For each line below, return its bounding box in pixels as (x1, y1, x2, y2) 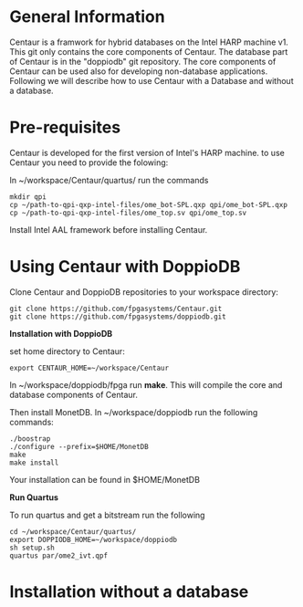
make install (9, 458, 59, 467)
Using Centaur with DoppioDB (9, 256, 241, 277)
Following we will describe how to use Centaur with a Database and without (9, 75, 294, 86)
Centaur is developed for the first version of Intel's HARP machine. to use (9, 147, 285, 158)
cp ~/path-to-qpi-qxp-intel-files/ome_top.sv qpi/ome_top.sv (9, 208, 247, 217)
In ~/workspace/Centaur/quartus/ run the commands (9, 174, 209, 185)
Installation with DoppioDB (9, 328, 113, 339)
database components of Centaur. (9, 389, 139, 400)
